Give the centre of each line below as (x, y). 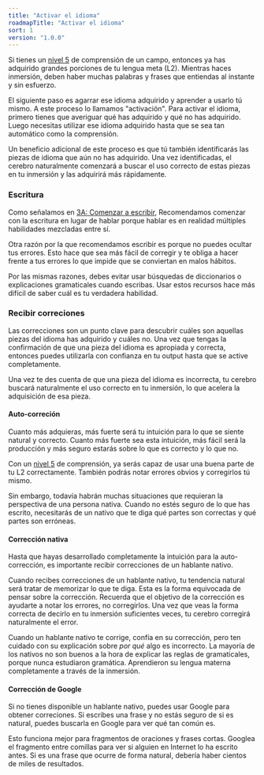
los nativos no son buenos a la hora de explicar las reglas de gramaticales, (129, 654)
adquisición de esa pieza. (50, 396)
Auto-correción (34, 414)
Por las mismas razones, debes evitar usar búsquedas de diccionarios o (125, 276)
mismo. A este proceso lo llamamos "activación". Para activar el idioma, (125, 109)
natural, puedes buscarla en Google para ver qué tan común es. (112, 724)
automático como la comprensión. (63, 134)
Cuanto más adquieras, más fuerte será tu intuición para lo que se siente (126, 432)
